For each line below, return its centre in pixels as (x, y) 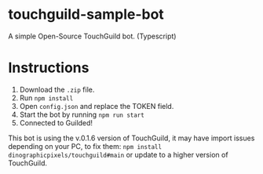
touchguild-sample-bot (86, 14)
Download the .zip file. (57, 89)
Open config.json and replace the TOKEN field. (97, 106)
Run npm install (46, 98)
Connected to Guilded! (56, 122)
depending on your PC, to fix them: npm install (85, 146)
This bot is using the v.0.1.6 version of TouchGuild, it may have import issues (131, 138)
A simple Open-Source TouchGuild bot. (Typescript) (92, 36)
